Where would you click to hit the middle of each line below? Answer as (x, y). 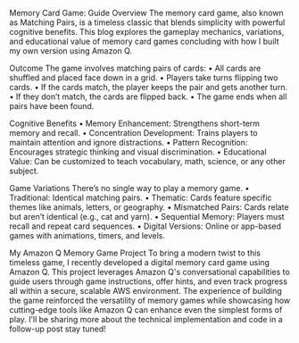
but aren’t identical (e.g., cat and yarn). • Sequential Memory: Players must (147, 217)
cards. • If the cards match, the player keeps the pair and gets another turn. (149, 87)
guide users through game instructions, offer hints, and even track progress (149, 281)
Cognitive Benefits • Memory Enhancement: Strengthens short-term (135, 123)
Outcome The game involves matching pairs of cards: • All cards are (135, 68)
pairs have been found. (52, 106)
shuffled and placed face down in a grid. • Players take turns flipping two (144, 78)
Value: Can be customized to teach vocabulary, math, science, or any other (147, 161)
